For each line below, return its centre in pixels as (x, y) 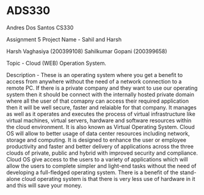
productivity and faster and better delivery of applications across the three (100, 146)
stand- (188, 172)
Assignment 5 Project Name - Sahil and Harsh (64, 39)
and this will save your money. (44, 185)
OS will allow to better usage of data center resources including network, (98, 133)
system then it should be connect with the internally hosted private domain (100, 94)
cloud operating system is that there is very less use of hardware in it (108, 178)
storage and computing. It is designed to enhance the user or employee (96, 140)
